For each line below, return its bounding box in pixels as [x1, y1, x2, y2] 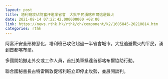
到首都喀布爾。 [5, 47, 36, 53]
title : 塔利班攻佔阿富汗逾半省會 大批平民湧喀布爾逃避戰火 [5, 12, 114, 17]
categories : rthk [5, 26, 42, 31]
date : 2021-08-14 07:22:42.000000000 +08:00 [5, 17, 100, 22]
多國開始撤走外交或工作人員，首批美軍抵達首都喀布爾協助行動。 [5, 57, 137, 63]
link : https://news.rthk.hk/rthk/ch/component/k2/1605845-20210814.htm [5, 21, 158, 27]
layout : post [5, 7, 33, 13]
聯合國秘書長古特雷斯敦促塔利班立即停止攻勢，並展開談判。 [5, 68, 128, 74]
